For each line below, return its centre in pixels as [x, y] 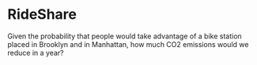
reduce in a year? [36, 52]
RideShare [42, 14]
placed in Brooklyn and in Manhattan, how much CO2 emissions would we [128, 44]
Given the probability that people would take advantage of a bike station [125, 36]
